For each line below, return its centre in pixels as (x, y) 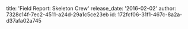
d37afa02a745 (24, 21)
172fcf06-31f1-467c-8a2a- (150, 14)
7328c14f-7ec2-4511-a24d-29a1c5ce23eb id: (61, 14)
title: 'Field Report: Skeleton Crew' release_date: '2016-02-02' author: (91, 8)
